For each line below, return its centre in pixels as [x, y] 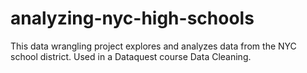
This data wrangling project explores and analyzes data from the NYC [153, 46]
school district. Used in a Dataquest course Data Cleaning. [131, 56]
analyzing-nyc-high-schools [132, 18]
